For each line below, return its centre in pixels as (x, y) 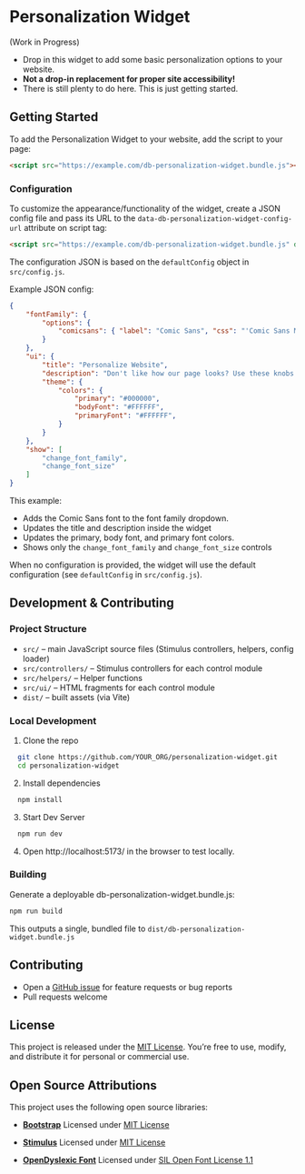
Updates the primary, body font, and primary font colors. (128, 537)
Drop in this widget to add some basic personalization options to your (152, 59)
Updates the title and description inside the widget (117, 528)
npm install (40, 799)
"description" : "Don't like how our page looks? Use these (156, 373)
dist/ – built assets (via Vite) (76, 697)
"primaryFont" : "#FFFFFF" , (125, 416)
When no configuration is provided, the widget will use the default (133, 565)
